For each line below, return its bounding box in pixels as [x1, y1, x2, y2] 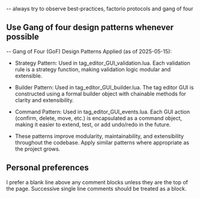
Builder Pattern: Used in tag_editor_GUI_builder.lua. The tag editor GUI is [14, 83, 194, 91]
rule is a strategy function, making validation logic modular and [14, 65, 171, 73]
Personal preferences [6, 163, 89, 173]
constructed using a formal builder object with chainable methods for [14, 90, 186, 97]
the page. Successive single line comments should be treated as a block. [6, 185, 187, 192]
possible [6, 32, 39, 42]
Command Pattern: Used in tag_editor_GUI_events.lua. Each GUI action [14, 108, 190, 115]
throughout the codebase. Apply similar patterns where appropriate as [14, 139, 189, 146]
